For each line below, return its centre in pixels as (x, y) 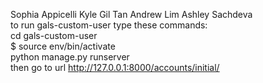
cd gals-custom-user (54, 35)
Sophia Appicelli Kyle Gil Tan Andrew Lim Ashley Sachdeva (131, 14)
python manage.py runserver (70, 57)
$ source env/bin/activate (63, 46)
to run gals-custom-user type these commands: (109, 25)
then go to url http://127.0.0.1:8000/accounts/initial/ (115, 67)
